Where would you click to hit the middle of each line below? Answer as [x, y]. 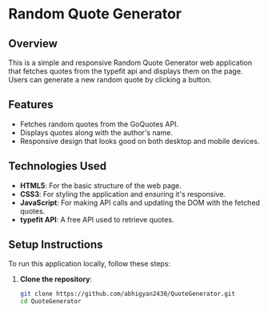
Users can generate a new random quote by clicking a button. [110, 80]
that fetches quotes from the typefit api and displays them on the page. [126, 71]
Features [31, 105]
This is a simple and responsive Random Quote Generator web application [130, 62]
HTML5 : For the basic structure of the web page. [101, 186]
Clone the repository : [56, 279]
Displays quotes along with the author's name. [96, 132]
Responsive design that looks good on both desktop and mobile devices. [140, 141]
